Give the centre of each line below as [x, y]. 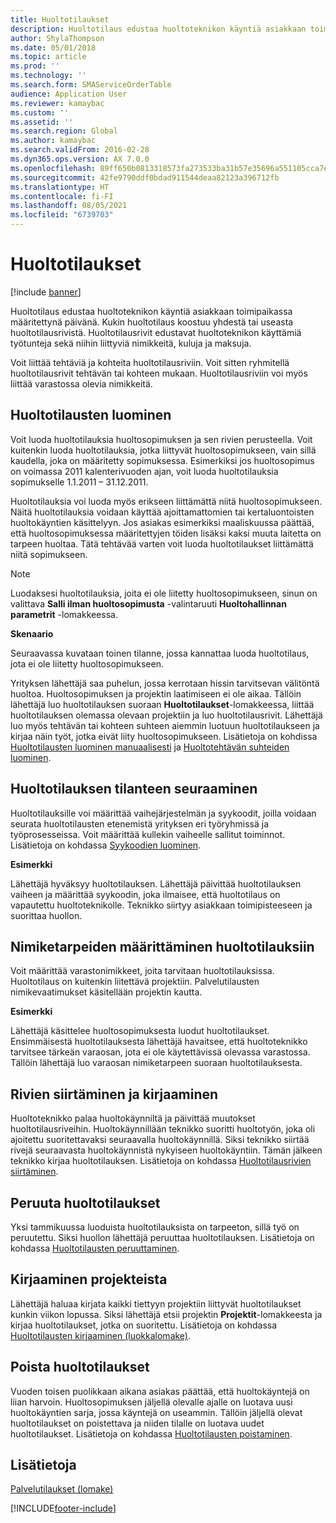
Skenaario [32, 633]
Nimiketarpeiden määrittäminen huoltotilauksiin [162, 946]
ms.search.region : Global [64, 131]
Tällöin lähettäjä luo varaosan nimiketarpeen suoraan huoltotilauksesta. [156, 1063]
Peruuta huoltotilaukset [85, 1202]
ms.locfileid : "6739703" [62, 215]
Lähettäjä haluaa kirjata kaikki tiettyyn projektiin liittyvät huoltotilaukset [156, 1303]
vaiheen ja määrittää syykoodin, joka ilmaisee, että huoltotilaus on [145, 894]
